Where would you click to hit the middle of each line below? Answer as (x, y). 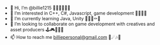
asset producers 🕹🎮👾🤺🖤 (37, 30)
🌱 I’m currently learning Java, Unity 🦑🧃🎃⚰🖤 (55, 18)
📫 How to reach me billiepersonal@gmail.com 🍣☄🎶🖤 (65, 37)
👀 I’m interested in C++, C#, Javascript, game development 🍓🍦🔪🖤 (78, 13)
